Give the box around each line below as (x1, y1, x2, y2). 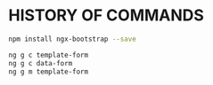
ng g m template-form (8, 67, 89, 76)
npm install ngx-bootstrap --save (8, 35, 137, 43)
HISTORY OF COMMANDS (8, 5, 204, 26)
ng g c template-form (8, 50, 89, 59)
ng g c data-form (8, 58, 73, 67)
